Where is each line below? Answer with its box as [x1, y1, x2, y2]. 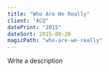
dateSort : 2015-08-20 [7, 30, 71, 38]
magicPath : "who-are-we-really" [7, 37, 103, 44]
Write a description [7, 56, 63, 65]
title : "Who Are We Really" [7, 10, 91, 18]
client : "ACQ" [7, 17, 50, 24]
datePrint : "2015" [7, 24, 62, 31]
